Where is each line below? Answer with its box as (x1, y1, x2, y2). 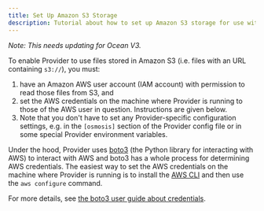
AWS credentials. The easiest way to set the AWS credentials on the (8, 161, 229, 171)
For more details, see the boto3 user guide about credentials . (8, 194, 206, 203)
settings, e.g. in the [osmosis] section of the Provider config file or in (19, 121, 242, 131)
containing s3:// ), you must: (8, 64, 101, 73)
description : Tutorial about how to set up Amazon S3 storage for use (8, 19, 244, 27)
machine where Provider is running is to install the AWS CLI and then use (8, 170, 244, 180)
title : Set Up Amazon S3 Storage (8, 11, 118, 20)
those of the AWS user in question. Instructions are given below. (19, 104, 228, 114)
